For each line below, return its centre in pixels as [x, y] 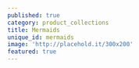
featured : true [32, 52]
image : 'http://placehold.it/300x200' [70, 45]
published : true [34, 15]
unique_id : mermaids [41, 37]
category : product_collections [58, 23]
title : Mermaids [34, 30]
